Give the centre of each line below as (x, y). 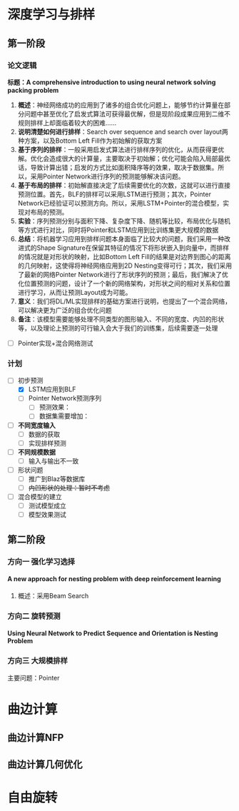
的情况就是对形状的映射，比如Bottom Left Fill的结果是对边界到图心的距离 (124, 256)
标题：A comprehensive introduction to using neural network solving (112, 82)
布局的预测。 (49, 212)
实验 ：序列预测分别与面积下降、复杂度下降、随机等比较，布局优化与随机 (124, 221)
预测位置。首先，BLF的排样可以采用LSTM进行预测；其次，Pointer (115, 194)
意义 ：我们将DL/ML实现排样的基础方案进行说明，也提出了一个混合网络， (124, 301)
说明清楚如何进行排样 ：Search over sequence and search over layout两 (123, 131)
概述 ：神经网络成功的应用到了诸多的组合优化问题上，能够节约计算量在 (121, 105)
